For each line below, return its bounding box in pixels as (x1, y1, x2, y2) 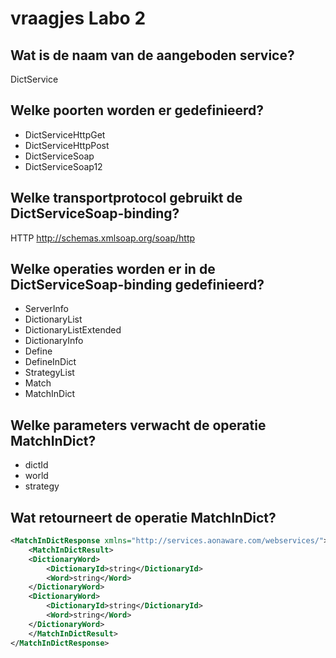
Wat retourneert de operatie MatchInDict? (10, 509, 277, 526)
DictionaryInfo (24, 335, 84, 347)
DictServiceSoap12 (24, 160, 103, 172)
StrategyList (24, 367, 75, 379)
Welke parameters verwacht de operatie (10, 417, 267, 434)
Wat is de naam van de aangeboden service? (10, 47, 295, 64)
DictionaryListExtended (24, 324, 122, 336)
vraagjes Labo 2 (10, 7, 147, 30)
